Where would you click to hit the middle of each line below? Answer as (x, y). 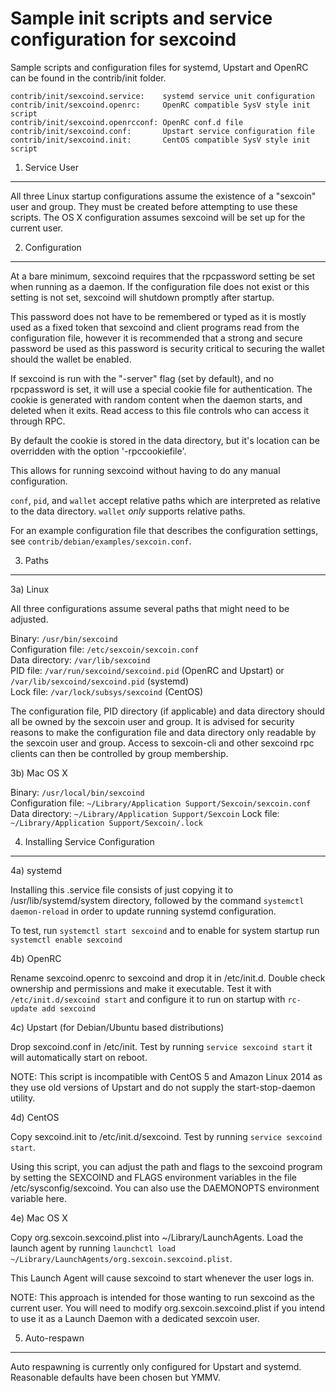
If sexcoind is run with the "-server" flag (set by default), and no (142, 378)
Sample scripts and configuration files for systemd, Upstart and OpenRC (159, 67)
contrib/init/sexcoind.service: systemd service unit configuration (162, 96)
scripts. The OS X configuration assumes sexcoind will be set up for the (158, 217)
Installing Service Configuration (89, 841)
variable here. (39, 1198)
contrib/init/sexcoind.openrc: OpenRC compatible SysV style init (160, 105)
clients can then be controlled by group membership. (119, 753)
